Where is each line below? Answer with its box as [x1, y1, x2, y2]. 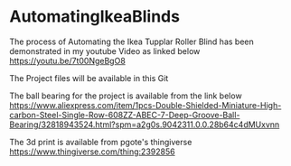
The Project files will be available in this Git [9, 72, 169, 83]
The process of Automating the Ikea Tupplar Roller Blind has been [9, 36, 255, 47]
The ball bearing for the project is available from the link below [9, 90, 242, 101]
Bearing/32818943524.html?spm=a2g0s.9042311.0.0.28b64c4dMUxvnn [9, 119, 280, 130]
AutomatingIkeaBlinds [9, 6, 181, 27]
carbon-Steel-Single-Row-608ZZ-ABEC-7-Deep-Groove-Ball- [9, 109, 240, 120]
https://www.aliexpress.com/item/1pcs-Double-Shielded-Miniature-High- [9, 99, 282, 110]
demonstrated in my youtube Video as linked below [9, 45, 201, 56]
